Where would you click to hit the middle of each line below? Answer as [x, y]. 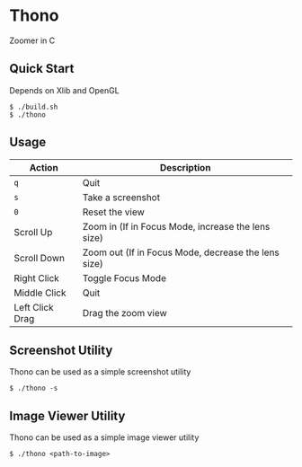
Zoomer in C [32, 40]
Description [185, 167]
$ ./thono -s [34, 388]
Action [44, 167]
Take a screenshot [121, 197]
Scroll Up [33, 232]
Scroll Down [40, 258]
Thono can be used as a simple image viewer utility [104, 437]
